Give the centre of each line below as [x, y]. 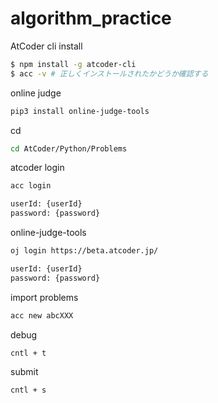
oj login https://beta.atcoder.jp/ [84, 251]
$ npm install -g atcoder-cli [73, 64]
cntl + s [28, 390]
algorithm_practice [91, 18]
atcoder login [37, 168]
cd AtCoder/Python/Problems [69, 148]
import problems [44, 297]
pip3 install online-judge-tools [80, 111]
